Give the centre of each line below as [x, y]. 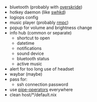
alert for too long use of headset [42, 69]
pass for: [18, 79]
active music [29, 64]
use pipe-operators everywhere [41, 90]
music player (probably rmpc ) [39, 22]
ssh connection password [42, 84]
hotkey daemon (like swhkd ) [38, 12]
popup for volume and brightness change [51, 28]
